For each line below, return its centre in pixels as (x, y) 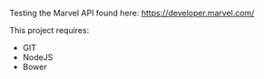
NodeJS (38, 57)
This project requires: (49, 30)
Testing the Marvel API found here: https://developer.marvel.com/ (132, 13)
